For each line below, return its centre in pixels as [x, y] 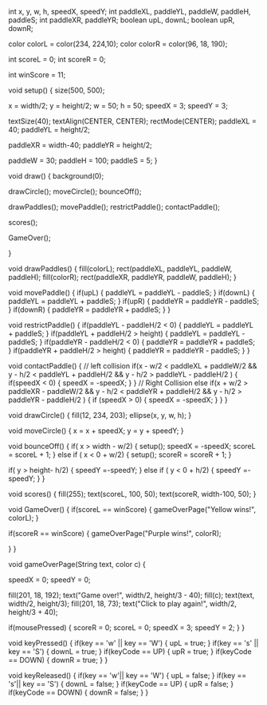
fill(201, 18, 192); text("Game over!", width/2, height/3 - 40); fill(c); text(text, [132, 595]
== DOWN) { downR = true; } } [58, 660]
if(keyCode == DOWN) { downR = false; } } [79, 692]
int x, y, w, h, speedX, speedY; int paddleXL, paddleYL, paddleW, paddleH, [130, 12]
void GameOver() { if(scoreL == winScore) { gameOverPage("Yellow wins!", [132, 509]
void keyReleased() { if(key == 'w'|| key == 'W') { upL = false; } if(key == [128, 675]
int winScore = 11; [37, 75]
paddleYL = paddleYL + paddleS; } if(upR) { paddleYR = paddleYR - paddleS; [134, 301]
